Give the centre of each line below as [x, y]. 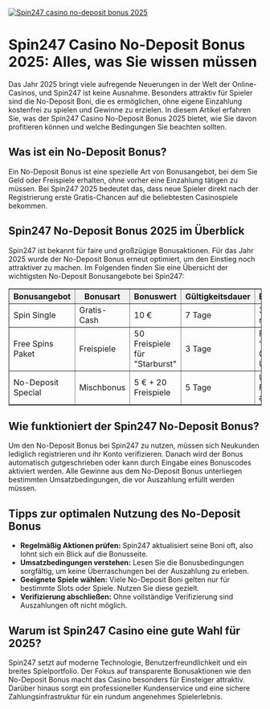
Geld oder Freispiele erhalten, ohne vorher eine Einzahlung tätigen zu [123, 180]
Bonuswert [155, 296]
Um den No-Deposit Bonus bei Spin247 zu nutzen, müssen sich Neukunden [134, 445]
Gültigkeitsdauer [217, 296]
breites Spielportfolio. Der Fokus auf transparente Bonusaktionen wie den [130, 671]
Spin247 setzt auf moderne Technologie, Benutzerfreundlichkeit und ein [128, 662]
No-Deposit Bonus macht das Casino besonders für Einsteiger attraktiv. [127, 680]
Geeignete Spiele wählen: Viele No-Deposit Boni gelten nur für [125, 580]
